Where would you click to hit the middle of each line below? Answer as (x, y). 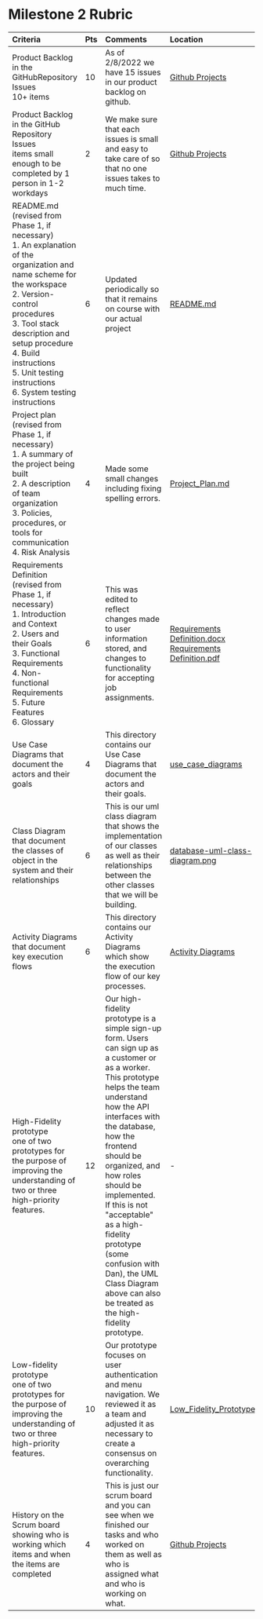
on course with (133, 309)
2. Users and (36, 634)
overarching (128, 1463)
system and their (43, 870)
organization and (43, 265)
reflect (117, 608)
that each (122, 129)
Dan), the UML (132, 1274)
